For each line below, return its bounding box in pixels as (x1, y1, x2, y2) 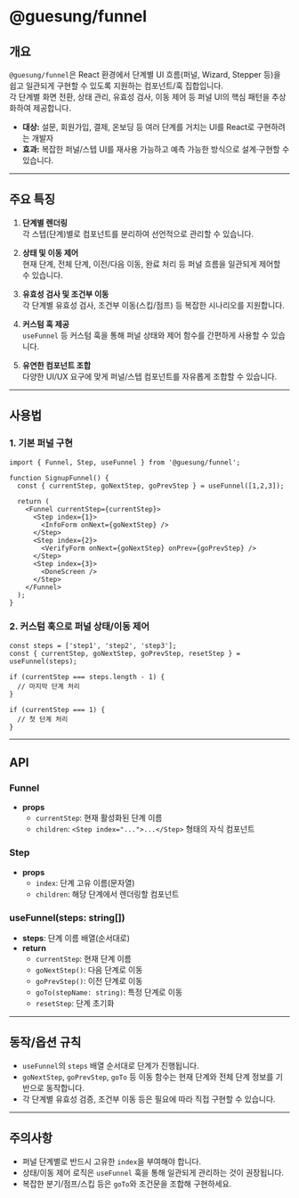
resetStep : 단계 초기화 (35, 998, 115, 1009)
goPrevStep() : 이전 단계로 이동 (35, 976, 143, 987)
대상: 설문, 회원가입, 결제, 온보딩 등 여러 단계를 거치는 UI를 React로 (21, 122, 255, 132)
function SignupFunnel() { (9, 473, 109, 482)
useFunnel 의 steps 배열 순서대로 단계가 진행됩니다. (21, 1060, 199, 1071)
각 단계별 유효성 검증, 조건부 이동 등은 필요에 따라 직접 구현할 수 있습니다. (21, 1094, 276, 1104)
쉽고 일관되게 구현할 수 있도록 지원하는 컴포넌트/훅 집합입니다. (9, 80, 224, 91)
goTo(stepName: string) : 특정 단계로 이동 (35, 987, 183, 997)
